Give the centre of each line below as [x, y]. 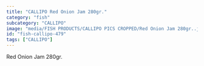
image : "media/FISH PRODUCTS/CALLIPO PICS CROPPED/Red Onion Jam [90, 28]
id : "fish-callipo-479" [36, 34]
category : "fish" [28, 17]
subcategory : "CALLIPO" [36, 23]
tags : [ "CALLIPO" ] [29, 40]
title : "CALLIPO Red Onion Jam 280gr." [57, 12]
